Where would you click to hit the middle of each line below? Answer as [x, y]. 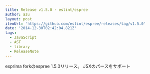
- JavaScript [23, 38]
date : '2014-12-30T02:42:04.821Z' [41, 28]
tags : [11, 33]
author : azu [17, 14]
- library [20, 47]
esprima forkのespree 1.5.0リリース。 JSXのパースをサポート [68, 66]
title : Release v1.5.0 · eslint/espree [47, 10]
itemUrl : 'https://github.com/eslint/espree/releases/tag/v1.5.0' [75, 24]
